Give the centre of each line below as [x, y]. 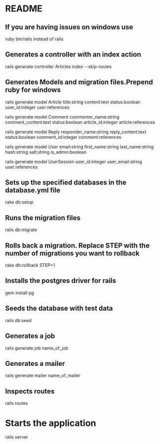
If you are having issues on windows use [69, 27]
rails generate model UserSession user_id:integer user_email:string [74, 162]
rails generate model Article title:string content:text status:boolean [73, 102]
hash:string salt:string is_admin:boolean [46, 152]
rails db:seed [18, 320]
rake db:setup [19, 202]
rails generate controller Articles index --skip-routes [58, 66]
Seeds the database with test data [59, 309]
